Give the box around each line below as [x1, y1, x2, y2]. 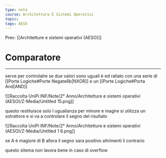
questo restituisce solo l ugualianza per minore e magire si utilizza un [5, 108, 146, 114]
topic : [5, 16, 19, 21]
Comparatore [5, 52, 61, 63]
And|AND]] [5, 84, 28, 90]
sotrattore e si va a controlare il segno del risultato [5, 113, 108, 119]
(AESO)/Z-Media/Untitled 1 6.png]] [5, 128, 76, 134]
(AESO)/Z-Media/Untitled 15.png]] [5, 99, 74, 105]
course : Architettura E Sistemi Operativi [5, 12, 94, 17]
